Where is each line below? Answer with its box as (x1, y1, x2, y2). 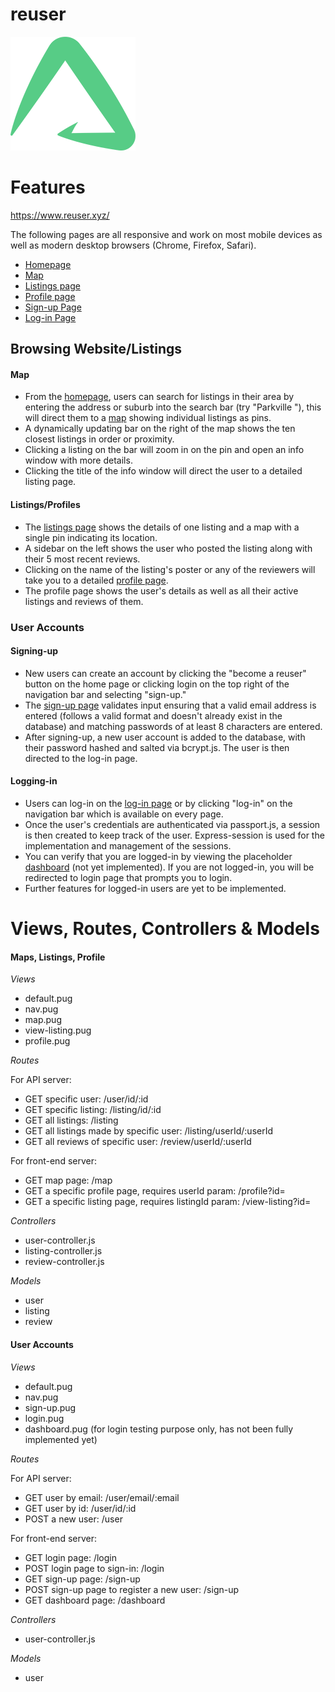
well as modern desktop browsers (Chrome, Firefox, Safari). (10, 239, 257, 251)
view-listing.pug (24, 1024, 92, 1037)
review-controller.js (24, 1256, 105, 1268)
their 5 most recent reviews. (24, 553, 141, 565)
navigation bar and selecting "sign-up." (24, 688, 187, 700)
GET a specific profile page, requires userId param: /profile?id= (24, 1185, 286, 1197)
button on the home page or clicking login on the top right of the (24, 678, 290, 690)
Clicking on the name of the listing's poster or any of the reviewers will (24, 563, 316, 575)
